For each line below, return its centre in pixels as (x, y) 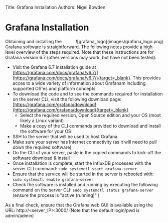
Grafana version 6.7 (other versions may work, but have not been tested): (81, 57)
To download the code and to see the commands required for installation (88, 94)
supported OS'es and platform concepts (54, 88)
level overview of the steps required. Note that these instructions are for (79, 52)
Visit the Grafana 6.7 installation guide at (54, 67)
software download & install (41, 158)
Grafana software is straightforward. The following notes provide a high (79, 47)
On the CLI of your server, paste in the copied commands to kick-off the (87, 152)
